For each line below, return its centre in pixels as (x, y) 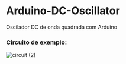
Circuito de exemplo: (37, 42)
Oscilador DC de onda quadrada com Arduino (62, 27)
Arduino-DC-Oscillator (63, 11)
